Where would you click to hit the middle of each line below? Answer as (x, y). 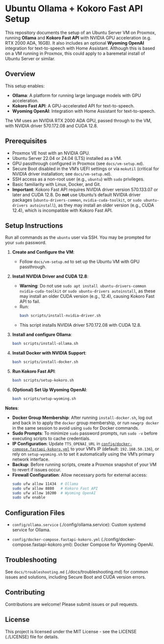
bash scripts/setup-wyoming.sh (44, 399)
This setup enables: (25, 86)
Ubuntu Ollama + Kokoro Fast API (74, 9)
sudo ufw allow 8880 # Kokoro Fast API (55, 489)
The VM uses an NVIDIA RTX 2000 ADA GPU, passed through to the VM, (78, 120)
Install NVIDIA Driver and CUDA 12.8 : (50, 276)
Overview (20, 74)
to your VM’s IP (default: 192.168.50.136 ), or (115, 449)
